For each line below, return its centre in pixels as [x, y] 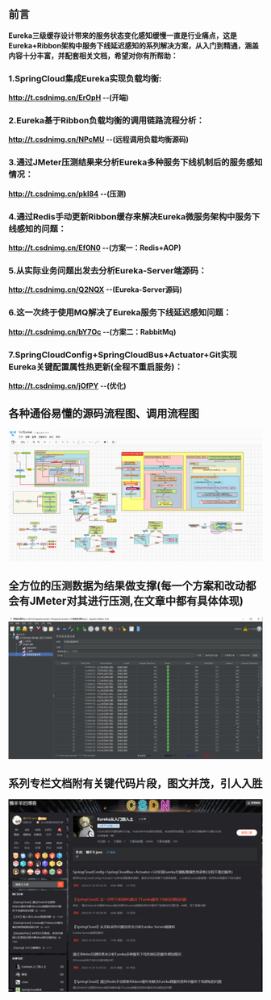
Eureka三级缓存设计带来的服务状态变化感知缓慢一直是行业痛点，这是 [123, 35]
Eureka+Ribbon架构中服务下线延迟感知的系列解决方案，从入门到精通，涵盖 [134, 45]
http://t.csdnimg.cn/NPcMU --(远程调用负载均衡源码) [99, 140]
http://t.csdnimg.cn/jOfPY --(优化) [67, 385]
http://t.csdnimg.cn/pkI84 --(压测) [67, 194]
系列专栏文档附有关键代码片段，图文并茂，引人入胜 [135, 783]
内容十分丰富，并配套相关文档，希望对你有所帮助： [93, 56]
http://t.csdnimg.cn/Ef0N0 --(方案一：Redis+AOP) [95, 248]
